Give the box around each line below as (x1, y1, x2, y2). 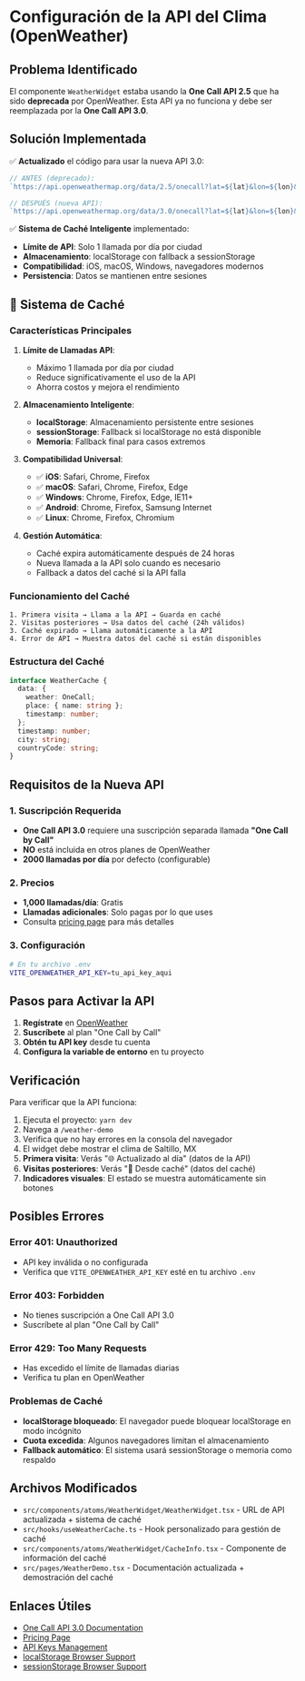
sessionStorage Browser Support (22, 1661, 147, 1672)
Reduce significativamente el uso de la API (35, 372, 196, 382)
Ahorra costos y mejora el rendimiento (35, 381, 180, 392)
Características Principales (9, 324, 133, 337)
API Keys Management (22, 1642, 108, 1653)
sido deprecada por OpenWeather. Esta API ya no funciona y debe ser (9, 95, 272, 106)
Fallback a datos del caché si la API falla (35, 568, 186, 578)
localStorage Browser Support (22, 1651, 136, 1663)
